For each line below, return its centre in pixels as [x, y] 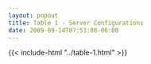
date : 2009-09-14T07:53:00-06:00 [64, 30]
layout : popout [33, 15]
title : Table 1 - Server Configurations [76, 23]
